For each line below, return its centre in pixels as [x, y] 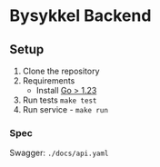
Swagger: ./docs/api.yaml [59, 153]
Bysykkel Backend [80, 16]
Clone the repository [61, 71]
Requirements [49, 81]
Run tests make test [60, 100]
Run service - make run [65, 109]
